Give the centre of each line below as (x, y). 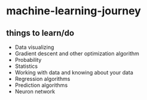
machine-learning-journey (74, 11)
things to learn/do (40, 33)
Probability (28, 60)
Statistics (26, 66)
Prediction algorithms (41, 85)
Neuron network (35, 91)
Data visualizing (34, 47)
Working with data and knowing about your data (74, 72)
